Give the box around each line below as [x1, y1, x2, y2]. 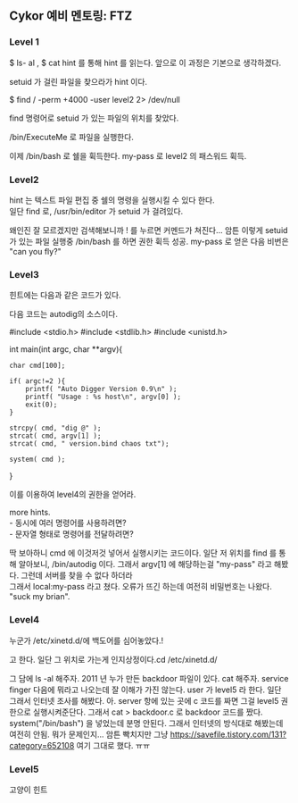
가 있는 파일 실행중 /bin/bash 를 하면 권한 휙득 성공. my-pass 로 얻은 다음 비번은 [9, 236, 289, 247]
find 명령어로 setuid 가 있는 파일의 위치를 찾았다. [9, 113, 179, 123]
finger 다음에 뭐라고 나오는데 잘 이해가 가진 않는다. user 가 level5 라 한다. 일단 [9, 684, 282, 695]
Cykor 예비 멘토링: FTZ [9, 8, 133, 24]
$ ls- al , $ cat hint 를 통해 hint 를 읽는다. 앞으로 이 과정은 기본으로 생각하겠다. [9, 57, 282, 68]
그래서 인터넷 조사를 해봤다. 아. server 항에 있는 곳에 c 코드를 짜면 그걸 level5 [9, 695, 279, 706]
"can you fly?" [9, 246, 62, 256]
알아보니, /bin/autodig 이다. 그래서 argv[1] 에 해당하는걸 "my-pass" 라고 [18, 559, 272, 570]
